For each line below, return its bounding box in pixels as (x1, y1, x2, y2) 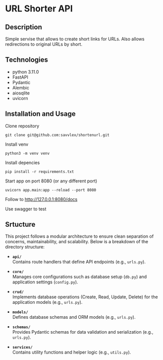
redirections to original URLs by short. (5, 41, 83, 47)
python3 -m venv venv (5, 151, 50, 156)
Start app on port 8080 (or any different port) (5, 178, 98, 184)
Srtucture (5, 220, 36, 229)
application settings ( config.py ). (12, 279, 78, 285)
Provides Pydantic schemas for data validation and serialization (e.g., (12, 329, 154, 335)
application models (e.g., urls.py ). (12, 299, 83, 305)
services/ (12, 345, 33, 350)
